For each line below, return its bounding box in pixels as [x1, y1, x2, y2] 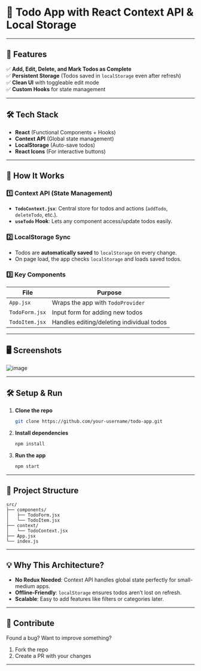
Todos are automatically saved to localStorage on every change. [14, 249, 177, 256]
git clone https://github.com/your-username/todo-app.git [14, 419, 163, 425]
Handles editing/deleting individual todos [51, 318, 167, 326]
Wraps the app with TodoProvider [51, 298, 145, 306]
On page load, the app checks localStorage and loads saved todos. [14, 255, 182, 263]
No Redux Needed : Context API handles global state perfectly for [14, 576, 176, 583]
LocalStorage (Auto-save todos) [14, 141, 96, 149]
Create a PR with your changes [14, 652, 92, 659]
